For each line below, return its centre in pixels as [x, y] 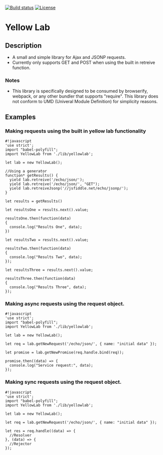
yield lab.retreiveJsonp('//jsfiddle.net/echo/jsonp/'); [69, 188]
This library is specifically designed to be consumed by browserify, [80, 91]
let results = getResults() [34, 201]
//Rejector [21, 444]
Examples [20, 117]
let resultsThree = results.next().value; [49, 270]
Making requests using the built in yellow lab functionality [76, 131]
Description [23, 45]
